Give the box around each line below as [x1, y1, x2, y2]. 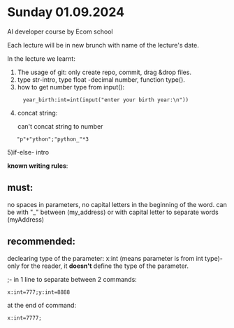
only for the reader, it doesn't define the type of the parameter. [7, 262, 189, 270]
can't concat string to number [17, 122, 103, 130]
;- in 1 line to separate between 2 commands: [7, 275, 138, 283]
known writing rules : [7, 162, 68, 170]
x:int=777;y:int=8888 [7, 288, 71, 296]
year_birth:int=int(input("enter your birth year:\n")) [22, 96, 189, 104]
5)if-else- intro [7, 148, 50, 156]
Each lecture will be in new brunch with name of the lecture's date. [7, 41, 199, 49]
